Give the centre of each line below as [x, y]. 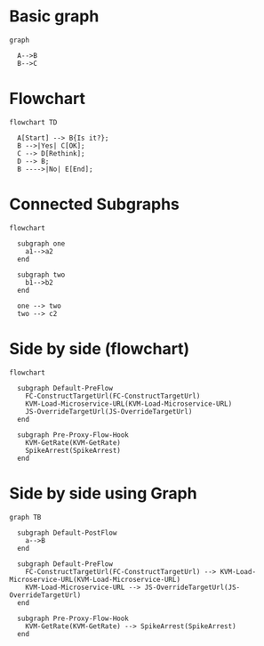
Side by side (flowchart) [100, 349]
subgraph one [41, 243]
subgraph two [41, 275]
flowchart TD [33, 122]
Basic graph [54, 16]
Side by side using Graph [103, 493]
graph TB [25, 517]
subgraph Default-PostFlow [67, 533]
